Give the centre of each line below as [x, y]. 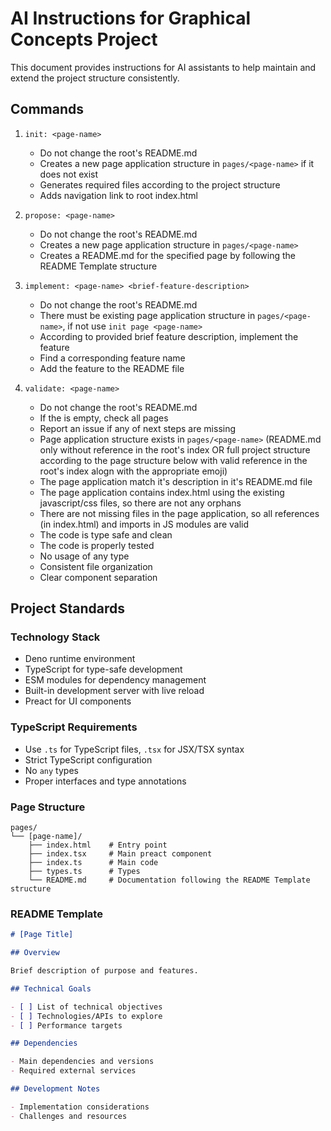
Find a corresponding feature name [112, 358]
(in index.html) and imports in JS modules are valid [144, 524]
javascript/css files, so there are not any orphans [140, 503]
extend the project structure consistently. [95, 78]
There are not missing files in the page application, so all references [179, 513]
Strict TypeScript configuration [88, 759]
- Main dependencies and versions [82, 1062]
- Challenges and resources [69, 1116]
